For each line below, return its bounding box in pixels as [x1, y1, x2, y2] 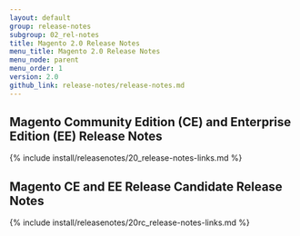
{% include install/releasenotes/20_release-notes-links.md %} [9, 152, 243, 163]
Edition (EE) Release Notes [9, 129, 163, 144]
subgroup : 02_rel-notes [9, 30, 100, 39]
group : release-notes [9, 22, 92, 31]
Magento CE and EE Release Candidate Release [9, 179, 284, 194]
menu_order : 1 [9, 64, 64, 74]
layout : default [9, 13, 71, 23]
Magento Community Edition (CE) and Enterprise [9, 114, 292, 130]
